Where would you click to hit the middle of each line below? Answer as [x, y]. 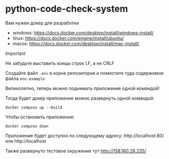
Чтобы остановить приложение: [40, 117]
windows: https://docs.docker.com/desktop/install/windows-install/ [83, 33]
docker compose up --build [34, 107]
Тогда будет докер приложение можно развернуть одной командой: [80, 98]
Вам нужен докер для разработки [42, 23]
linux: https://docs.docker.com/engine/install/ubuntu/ [68, 38]
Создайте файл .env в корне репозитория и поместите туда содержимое [84, 73]
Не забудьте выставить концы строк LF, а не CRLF [60, 63]
